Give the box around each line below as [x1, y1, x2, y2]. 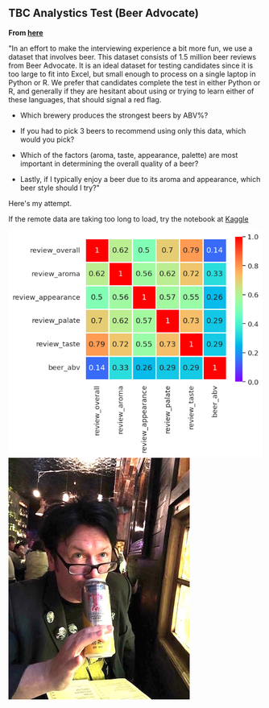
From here [8, 27, 43, 37]
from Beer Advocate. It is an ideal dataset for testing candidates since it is [8, 60, 254, 70]
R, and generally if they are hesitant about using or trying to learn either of [8, 86, 255, 96]
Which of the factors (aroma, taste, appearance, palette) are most [19, 150, 238, 159]
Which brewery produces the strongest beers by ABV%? [19, 110, 209, 120]
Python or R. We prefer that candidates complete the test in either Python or [8, 77, 261, 87]
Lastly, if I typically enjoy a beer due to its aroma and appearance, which [19, 174, 261, 184]
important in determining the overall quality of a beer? [19, 159, 199, 168]
